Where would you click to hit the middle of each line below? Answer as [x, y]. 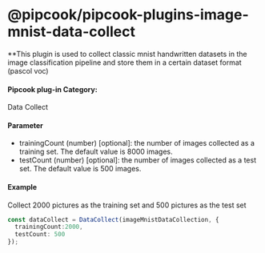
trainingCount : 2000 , [49, 227]
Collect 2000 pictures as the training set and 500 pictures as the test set [127, 205]
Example [22, 187]
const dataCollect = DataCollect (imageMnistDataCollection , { [113, 219]
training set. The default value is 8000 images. [96, 152]
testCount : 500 [40, 235]
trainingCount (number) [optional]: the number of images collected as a [137, 143]
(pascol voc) [28, 70]
